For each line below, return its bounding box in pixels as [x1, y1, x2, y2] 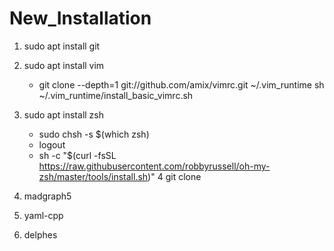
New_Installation [9, 7, 152, 30]
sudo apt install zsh [23, 108, 104, 121]
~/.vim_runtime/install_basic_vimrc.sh [38, 89, 194, 101]
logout [38, 138, 66, 151]
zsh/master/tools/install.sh [38, 170, 149, 182]
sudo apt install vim [23, 59, 105, 71]
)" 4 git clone [147, 170, 202, 182]
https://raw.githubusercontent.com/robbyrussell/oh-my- [38, 160, 271, 172]
